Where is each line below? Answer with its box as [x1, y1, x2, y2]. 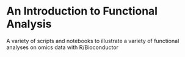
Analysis [6, 17, 52, 31]
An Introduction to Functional [6, 4, 158, 18]
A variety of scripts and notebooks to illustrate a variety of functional [6, 37, 180, 44]
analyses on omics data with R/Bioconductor [6, 44, 119, 51]
